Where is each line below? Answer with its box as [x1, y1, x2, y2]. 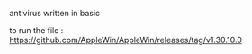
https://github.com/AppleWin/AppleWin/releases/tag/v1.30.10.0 [9, 35, 243, 45]
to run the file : [9, 25, 64, 35]
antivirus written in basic [9, 8, 101, 18]
